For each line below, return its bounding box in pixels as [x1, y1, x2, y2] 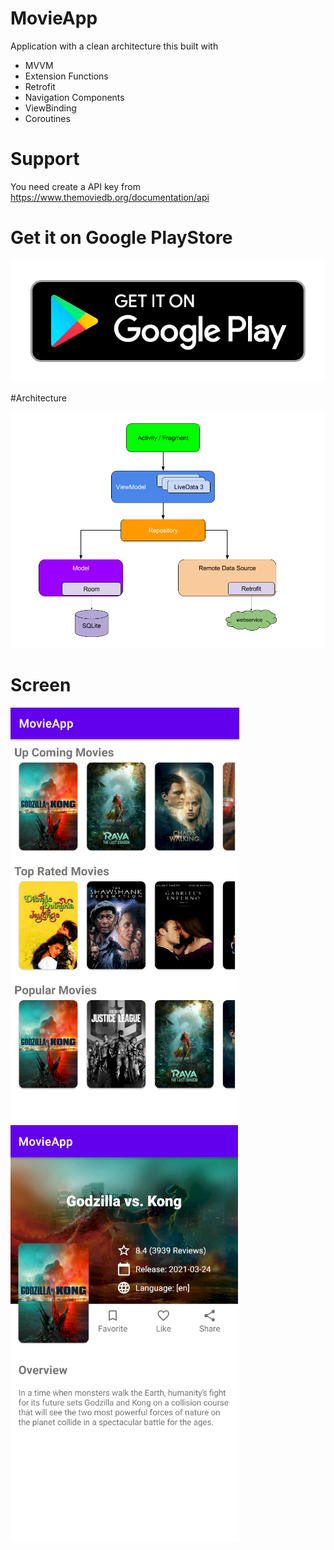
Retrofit [24, 80, 56, 92]
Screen [10, 674, 72, 697]
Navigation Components [24, 91, 125, 103]
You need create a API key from [10, 180, 141, 192]
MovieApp [10, 7, 98, 30]
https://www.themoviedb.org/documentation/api [10, 191, 210, 203]
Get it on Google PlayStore [10, 227, 233, 249]
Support [10, 148, 80, 171]
